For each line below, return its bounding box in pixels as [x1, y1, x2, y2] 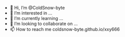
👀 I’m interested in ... [9, 10, 52, 16]
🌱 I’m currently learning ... [9, 15, 63, 21]
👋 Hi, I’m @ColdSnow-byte [9, 5, 65, 10]
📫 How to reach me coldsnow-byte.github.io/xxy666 [9, 26, 120, 32]
